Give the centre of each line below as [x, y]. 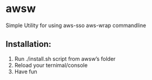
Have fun [26, 72]
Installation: [29, 44]
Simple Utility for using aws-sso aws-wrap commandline [76, 25]
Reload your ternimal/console [51, 65]
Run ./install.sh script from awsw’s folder [65, 58]
